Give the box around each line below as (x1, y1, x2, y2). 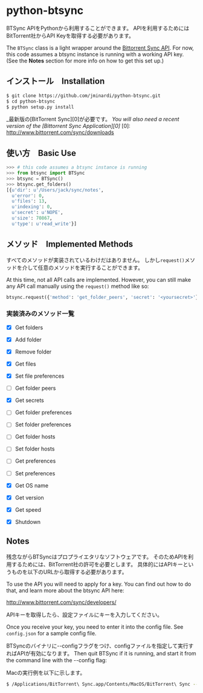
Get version (14, 494, 44, 501)
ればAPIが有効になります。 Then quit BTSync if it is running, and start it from (6, 649, 196, 657)
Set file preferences (14, 372, 65, 380)
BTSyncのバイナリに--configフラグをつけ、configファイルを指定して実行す (6, 642, 194, 649)
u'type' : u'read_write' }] (11, 221, 77, 227)
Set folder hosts (14, 445, 55, 452)
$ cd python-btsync (6, 98, 56, 104)
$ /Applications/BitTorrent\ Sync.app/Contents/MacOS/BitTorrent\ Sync (6, 681, 190, 687)
